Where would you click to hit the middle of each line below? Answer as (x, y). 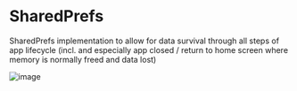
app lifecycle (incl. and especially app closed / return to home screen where (148, 49)
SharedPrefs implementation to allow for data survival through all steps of (144, 41)
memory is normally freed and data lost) (83, 59)
